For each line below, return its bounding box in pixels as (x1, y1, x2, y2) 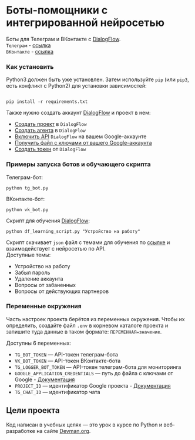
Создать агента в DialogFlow (14, 127, 86, 134)
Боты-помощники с (6, 4, 108, 17)
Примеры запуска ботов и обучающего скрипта (6, 160, 151, 168)
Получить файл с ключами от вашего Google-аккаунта (14, 139, 152, 146)
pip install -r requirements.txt (6, 99, 88, 105)
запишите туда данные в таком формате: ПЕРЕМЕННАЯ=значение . (6, 328, 162, 335)
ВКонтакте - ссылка (6, 48, 54, 55)
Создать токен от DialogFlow (14, 145, 86, 153)
